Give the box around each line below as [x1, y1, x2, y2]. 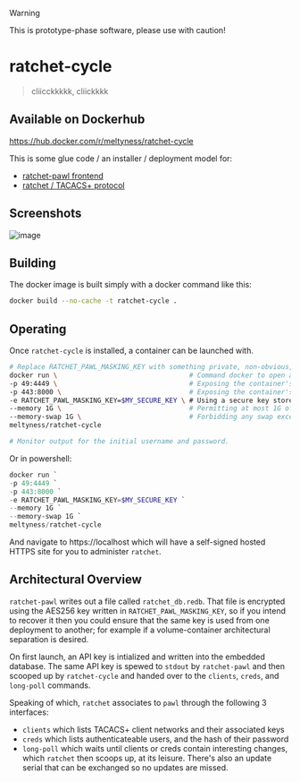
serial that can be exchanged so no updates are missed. [21, 761, 229, 773]
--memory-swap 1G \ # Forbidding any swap [9, 412, 274, 422]
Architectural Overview [9, 572, 143, 588]
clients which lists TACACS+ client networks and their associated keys [21, 724, 285, 735]
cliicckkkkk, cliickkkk [30, 85, 109, 97]
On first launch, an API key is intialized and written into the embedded [9, 651, 266, 662]
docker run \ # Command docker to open [9, 371, 286, 380]
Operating [9, 322, 67, 337]
